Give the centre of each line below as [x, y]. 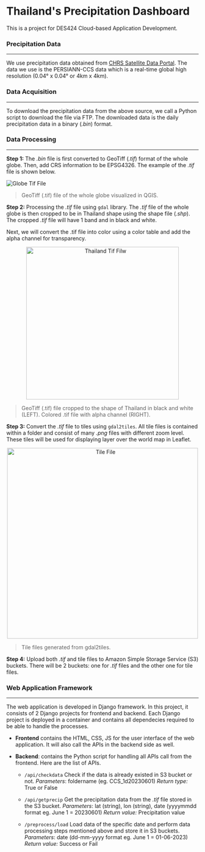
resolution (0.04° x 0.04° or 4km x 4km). [57, 76]
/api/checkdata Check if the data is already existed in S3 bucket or [108, 775]
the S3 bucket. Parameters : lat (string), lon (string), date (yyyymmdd [110, 806]
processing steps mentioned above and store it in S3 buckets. [102, 831]
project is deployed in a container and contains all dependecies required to [100, 720]
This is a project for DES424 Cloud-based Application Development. [92, 28]
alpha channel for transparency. [46, 238]
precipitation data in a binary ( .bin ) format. [59, 124]
